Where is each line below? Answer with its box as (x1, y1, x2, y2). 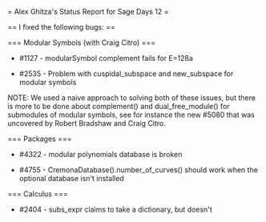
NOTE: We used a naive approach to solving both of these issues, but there (7, 93, 256, 103)
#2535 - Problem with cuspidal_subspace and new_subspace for (18, 69, 234, 79)
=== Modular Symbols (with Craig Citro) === (7, 38, 156, 47)
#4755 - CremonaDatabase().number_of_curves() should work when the (18, 165, 258, 175)
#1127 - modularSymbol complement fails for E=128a (18, 54, 194, 63)
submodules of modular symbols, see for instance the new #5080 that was (7, 110, 256, 119)
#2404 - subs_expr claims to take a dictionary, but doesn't (18, 204, 213, 214)
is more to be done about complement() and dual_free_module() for (7, 102, 230, 111)
